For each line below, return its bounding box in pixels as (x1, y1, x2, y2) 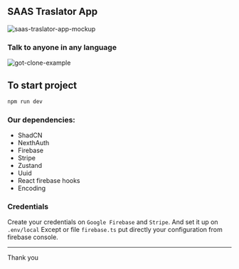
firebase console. (7, 233, 58, 241)
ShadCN (17, 131, 43, 139)
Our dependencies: (7, 115, 76, 125)
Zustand (17, 162, 43, 170)
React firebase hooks (17, 176, 80, 185)
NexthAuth (17, 139, 50, 147)
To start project (7, 79, 78, 91)
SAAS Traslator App (7, 6, 98, 18)
